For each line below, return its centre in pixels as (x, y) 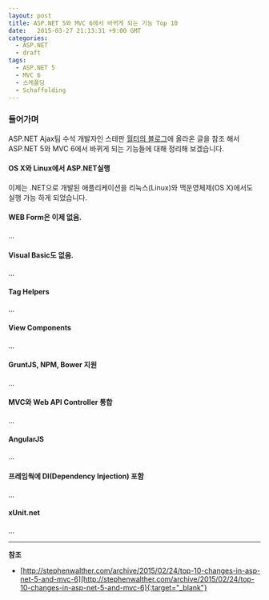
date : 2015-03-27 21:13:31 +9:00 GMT (75, 30)
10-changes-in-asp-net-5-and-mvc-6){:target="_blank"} (113, 587)
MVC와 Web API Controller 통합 (61, 402)
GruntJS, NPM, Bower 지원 (53, 365)
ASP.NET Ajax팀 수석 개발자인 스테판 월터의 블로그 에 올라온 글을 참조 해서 (124, 138)
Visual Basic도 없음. (41, 255)
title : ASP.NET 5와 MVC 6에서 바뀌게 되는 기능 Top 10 (93, 23)
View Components (40, 328)
